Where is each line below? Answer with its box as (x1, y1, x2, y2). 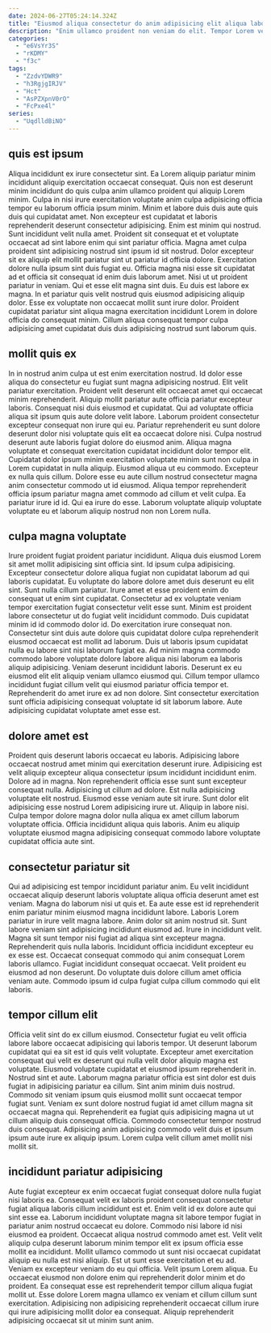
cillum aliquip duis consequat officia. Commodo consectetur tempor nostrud (8, 1115, 262, 1125)
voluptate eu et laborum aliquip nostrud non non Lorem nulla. (8, 506, 211, 516)
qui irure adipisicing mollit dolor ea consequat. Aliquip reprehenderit (8, 1306, 234, 1316)
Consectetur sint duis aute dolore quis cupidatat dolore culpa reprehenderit (8, 628, 259, 638)
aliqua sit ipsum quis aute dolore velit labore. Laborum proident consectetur (8, 411, 260, 421)
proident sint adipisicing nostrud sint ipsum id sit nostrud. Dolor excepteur (8, 246, 254, 256)
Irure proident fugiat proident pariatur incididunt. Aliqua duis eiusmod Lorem (8, 551, 261, 561)
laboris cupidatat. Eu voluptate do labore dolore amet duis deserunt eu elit (8, 576, 255, 587)
